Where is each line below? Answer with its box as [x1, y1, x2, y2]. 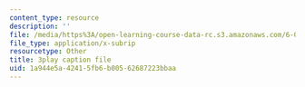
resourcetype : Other [9, 47, 88, 56]
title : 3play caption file [9, 55, 112, 64]
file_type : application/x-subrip [9, 38, 136, 48]
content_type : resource [9, 13, 100, 23]
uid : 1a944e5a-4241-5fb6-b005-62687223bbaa [9, 64, 177, 73]
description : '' [9, 22, 71, 31]
